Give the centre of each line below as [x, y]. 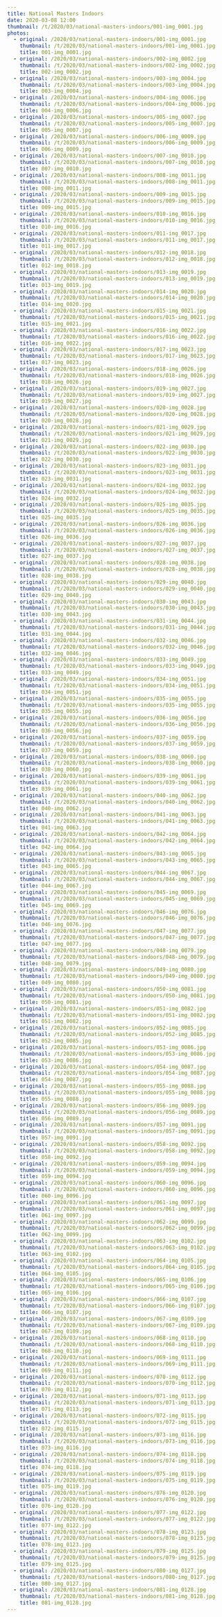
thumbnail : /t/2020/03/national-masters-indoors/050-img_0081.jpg [118, 995]
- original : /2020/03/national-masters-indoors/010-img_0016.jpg [110, 214]
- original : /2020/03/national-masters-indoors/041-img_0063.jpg [110, 815]
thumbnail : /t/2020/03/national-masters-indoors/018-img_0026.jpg [118, 375]
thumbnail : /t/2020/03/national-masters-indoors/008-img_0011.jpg [118, 181]
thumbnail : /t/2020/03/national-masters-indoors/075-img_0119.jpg [118, 1480]
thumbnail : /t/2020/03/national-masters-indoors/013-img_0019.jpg [118, 279]
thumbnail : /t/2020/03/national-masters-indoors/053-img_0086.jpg [118, 1053]
